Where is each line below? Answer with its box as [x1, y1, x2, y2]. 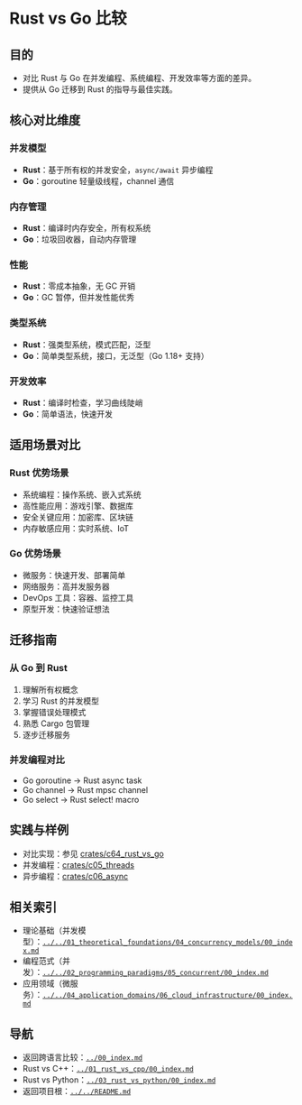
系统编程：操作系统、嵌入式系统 [22, 489, 142, 500]
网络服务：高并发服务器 [22, 581, 110, 592]
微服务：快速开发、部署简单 [22, 569, 126, 580]
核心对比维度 [9, 113, 81, 128]
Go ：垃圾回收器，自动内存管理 [22, 234, 137, 244]
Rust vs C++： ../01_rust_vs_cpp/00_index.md [22, 1064, 194, 1074]
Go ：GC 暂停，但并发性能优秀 [22, 292, 135, 303]
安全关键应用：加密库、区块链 [22, 511, 133, 522]
